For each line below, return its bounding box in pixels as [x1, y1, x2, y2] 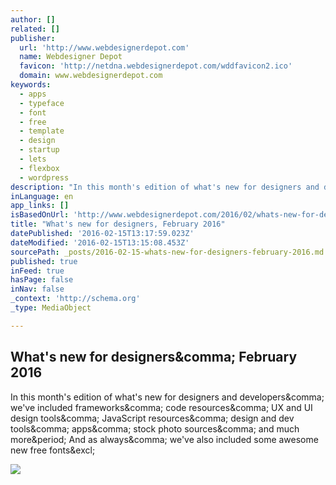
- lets [19, 154, 47, 164]
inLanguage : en [10, 191, 74, 201]
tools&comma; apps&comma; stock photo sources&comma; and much [10, 422, 300, 435]
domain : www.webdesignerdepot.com [19, 71, 163, 81]
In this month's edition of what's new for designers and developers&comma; [10, 391, 325, 403]
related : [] [10, 24, 60, 34]
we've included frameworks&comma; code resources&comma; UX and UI [10, 401, 313, 413]
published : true [10, 256, 78, 266]
